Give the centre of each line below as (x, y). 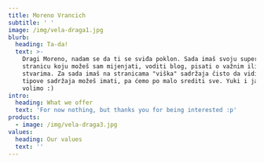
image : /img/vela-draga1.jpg (56, 30)
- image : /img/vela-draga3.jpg (66, 125)
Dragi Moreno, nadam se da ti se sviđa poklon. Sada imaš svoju (130, 60)
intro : (19, 96)
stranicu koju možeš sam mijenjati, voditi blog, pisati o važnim (133, 67)
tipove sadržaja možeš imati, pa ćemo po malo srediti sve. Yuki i (135, 81)
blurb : (19, 37)
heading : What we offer (54, 103)
